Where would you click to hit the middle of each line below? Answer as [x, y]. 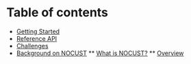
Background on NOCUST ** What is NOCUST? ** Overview [100, 53]
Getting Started [38, 31]
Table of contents [58, 13]
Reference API [37, 38]
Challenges [32, 46]
